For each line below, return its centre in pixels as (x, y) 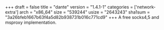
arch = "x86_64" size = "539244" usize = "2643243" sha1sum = (85, 12)
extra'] (12, 12)
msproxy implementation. (31, 22)
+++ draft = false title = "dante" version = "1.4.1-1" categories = (69, 7)
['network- (145, 7)
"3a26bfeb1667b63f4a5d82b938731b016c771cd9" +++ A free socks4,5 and (82, 17)
